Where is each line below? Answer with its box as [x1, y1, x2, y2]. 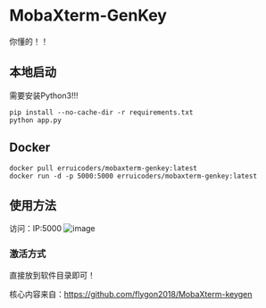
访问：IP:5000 [9, 223, 62, 234]
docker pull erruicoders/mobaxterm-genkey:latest [9, 163, 198, 172]
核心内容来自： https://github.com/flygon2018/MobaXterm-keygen [9, 288, 253, 299]
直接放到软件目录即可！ [9, 270, 96, 280]
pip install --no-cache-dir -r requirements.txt [9, 108, 194, 117]
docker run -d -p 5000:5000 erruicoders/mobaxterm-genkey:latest [9, 171, 257, 180]
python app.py [9, 115, 62, 125]
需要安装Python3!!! [9, 90, 79, 101]
